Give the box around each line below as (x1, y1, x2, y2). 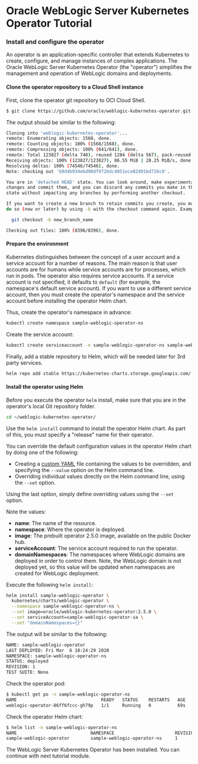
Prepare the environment (6, 240, 69, 247)
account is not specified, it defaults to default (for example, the (6, 278, 161, 286)
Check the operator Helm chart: (6, 713, 83, 720)
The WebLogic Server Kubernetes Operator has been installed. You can (6, 746, 180, 753)
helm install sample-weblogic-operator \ (6, 592, 110, 598)
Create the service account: (6, 330, 74, 337)
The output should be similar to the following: (6, 119, 116, 126)
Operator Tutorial (6, 17, 93, 30)
